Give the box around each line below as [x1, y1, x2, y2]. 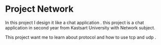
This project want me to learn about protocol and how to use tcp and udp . [5, 34, 157, 40]
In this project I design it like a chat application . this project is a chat [5, 20, 144, 25]
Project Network [5, 3, 74, 15]
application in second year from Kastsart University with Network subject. [5, 24, 156, 30]
